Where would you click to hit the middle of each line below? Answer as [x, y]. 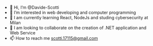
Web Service [22, 33]
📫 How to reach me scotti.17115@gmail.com [54, 38]
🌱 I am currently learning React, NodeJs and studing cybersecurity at [79, 17]
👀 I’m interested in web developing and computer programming [73, 12]
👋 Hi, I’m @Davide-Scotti [34, 7]
